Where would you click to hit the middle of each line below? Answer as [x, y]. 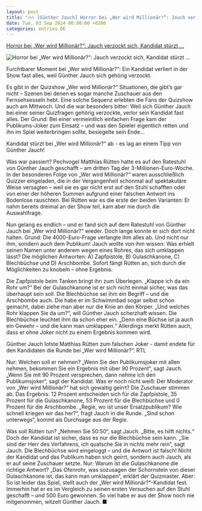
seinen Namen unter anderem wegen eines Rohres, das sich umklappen [95, 250]
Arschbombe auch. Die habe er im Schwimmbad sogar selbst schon [90, 300]
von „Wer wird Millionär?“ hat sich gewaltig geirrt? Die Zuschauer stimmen [98, 388]
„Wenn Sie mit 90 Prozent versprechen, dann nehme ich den [81, 375]
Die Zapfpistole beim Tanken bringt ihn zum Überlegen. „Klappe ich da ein [98, 281]
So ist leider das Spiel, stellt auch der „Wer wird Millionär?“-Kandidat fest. [97, 483]
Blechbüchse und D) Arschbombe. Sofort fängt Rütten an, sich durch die [96, 263]
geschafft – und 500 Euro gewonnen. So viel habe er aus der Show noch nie [100, 495]
